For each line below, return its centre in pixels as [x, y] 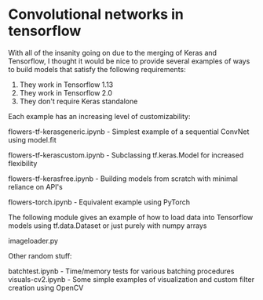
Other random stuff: [40, 255]
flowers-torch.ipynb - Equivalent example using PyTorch [99, 202]
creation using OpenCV [46, 287]
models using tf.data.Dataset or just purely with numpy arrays [108, 226]
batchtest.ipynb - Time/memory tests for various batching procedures [121, 271]
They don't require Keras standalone [79, 101]
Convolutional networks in [96, 14]
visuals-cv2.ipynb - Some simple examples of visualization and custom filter [131, 279]
